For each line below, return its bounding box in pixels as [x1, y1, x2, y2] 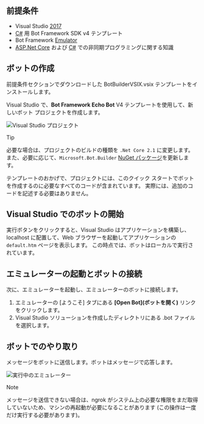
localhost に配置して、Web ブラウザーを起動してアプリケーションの [6, 234, 177, 242]
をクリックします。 [15, 307, 63, 314]
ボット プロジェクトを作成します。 [16, 108, 104, 116]
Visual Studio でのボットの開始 [6, 209, 124, 220]
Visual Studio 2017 [15, 22, 62, 29]
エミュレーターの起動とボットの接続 [6, 268, 142, 279]
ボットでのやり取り [6, 341, 79, 352]
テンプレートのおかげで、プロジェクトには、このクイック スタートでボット [6, 174, 194, 181]
